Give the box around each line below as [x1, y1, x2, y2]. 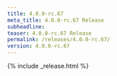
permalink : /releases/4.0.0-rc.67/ [7, 36, 111, 43]
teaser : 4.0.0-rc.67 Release [7, 29, 92, 37]
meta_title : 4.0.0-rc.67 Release [7, 17, 104, 24]
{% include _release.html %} [7, 62, 89, 70]
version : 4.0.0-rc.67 [7, 43, 70, 50]
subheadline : [7, 23, 45, 30]
